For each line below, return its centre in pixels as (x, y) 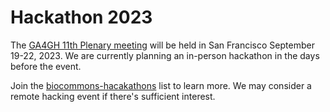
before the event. (46, 66)
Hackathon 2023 (81, 17)
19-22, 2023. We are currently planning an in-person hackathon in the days (165, 55)
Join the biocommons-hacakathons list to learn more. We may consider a (161, 85)
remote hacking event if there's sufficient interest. (113, 96)
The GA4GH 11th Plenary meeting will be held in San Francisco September (162, 45)
